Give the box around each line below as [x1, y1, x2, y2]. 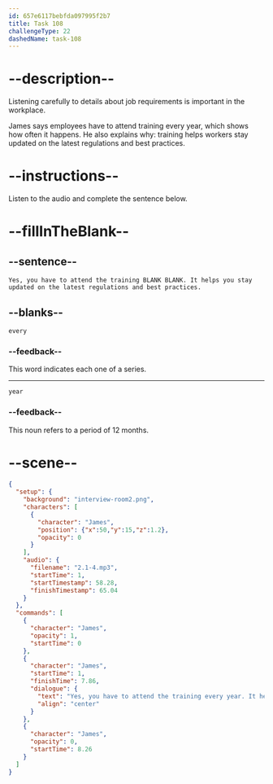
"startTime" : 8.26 [29, 746, 93, 754]
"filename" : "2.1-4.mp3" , [29, 563, 118, 572]
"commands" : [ [15, 609, 63, 617]
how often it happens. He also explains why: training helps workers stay [8, 129, 249, 139]
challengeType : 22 [8, 27, 71, 35]
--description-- [8, 70, 115, 88]
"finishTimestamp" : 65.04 [29, 586, 118, 594]
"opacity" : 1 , [29, 632, 79, 640]
